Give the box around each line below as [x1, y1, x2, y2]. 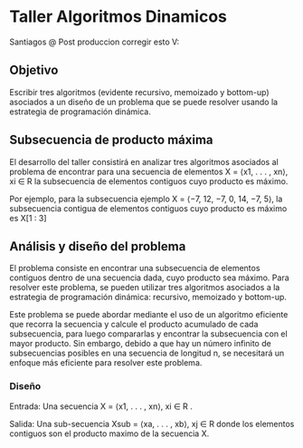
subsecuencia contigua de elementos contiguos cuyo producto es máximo [9, 202, 288, 214]
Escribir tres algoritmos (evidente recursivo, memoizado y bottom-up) [9, 86, 270, 97]
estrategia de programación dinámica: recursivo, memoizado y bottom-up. [9, 292, 288, 303]
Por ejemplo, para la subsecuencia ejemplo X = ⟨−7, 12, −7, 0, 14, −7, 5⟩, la [9, 193, 283, 204]
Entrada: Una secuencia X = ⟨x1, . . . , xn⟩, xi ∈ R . [9, 401, 193, 412]
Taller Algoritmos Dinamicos [9, 6, 228, 27]
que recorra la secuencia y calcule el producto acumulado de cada [9, 319, 259, 330]
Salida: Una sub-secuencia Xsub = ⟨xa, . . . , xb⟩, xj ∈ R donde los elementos [9, 418, 295, 429]
